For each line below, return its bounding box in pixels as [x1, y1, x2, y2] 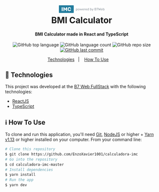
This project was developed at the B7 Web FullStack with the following [5, 84, 146, 90]
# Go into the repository [5, 157, 57, 162]
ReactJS [12, 98, 29, 104]
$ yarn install [5, 173, 36, 177]
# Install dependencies [5, 167, 53, 172]
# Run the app [5, 177, 34, 182]
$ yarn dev [5, 183, 27, 188]
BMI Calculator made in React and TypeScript [35, 31, 129, 37]
